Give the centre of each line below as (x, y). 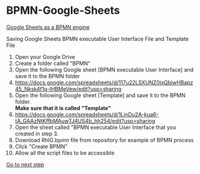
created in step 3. (37, 134)
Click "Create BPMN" (41, 146)
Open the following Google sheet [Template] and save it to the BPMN (100, 95)
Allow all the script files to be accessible (65, 153)
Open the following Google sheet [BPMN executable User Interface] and (104, 69)
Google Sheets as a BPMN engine (48, 27)
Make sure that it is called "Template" (63, 108)
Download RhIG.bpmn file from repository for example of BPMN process (104, 140)
